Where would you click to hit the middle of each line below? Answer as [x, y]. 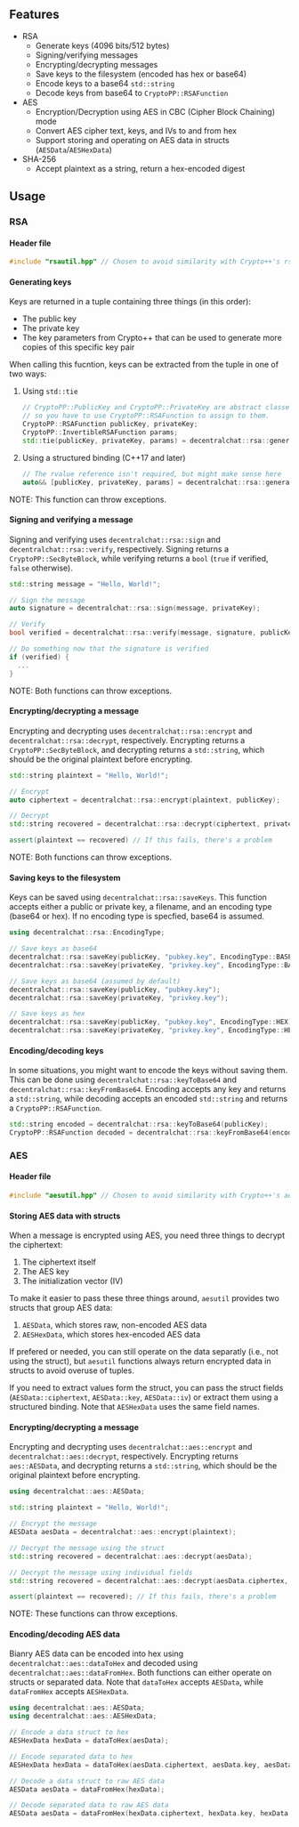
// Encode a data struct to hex [69, 1733]
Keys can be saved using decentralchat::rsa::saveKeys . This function [138, 897]
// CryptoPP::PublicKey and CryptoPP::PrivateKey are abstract [142, 408]
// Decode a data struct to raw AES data [87, 1781]
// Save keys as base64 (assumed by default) [95, 981]
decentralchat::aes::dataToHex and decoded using [104, 1663]
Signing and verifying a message [71, 520]
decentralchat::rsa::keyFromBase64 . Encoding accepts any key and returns [148, 1089]
